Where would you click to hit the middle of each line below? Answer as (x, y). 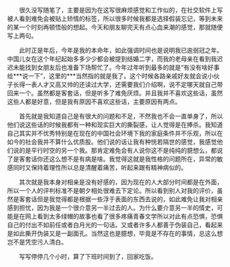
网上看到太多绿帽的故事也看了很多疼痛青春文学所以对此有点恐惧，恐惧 (124, 216)
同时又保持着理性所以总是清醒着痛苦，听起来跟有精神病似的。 (100, 167)
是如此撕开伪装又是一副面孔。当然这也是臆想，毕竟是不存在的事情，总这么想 (115, 233)
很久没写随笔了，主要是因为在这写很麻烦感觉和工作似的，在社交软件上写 (121, 10)
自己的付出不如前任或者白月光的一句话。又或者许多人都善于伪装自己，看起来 (115, 225)
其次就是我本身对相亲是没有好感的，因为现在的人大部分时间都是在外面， (121, 182)
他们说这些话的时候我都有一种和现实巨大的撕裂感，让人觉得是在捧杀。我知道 (115, 125)
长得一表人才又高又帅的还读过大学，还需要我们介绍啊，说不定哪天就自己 (115, 85)
